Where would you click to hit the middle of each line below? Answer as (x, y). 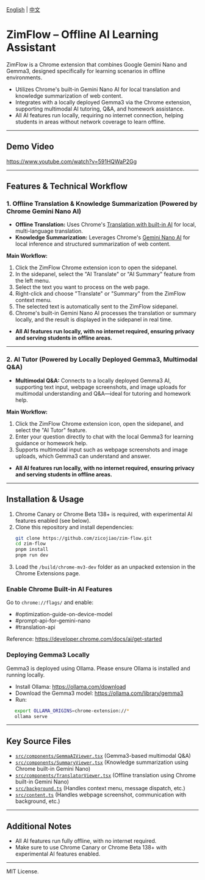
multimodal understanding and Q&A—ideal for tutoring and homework (103, 393)
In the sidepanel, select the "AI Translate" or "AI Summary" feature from (105, 274)
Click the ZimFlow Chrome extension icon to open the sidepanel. (96, 267)
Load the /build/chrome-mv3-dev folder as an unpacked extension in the (105, 567)
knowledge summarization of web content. (69, 96)
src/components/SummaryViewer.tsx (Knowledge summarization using (102, 762)
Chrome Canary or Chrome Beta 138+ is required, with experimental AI (104, 514)
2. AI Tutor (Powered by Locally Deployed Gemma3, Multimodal (102, 360)
